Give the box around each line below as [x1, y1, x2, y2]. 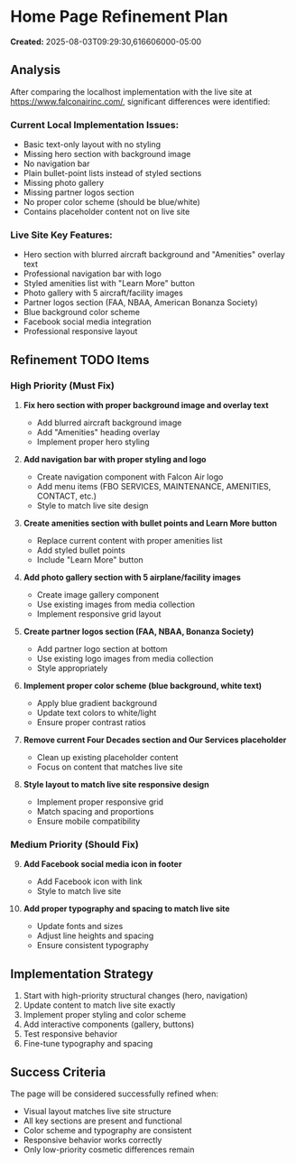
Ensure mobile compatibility [36, 815, 141, 827]
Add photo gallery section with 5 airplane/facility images [23, 572, 242, 583]
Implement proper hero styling [36, 436, 150, 448]
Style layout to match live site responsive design [23, 779, 210, 790]
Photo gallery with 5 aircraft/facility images [23, 287, 183, 299]
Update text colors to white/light [36, 707, 157, 719]
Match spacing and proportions [36, 806, 154, 817]
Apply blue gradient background [36, 698, 157, 709]
